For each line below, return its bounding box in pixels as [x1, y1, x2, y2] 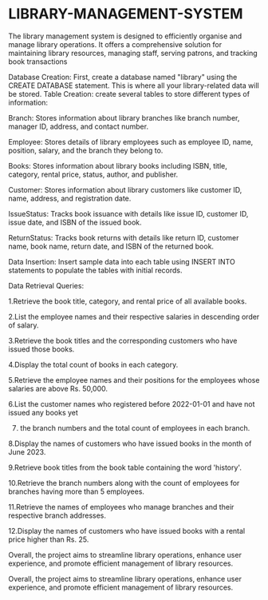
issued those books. [8, 344, 75, 354]
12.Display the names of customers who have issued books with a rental [8, 526, 246, 535]
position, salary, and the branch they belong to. [8, 145, 164, 155]
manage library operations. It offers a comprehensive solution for [8, 39, 222, 49]
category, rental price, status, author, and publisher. [8, 169, 179, 179]
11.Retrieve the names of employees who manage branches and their [8, 502, 235, 511]
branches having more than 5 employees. [8, 487, 145, 496]
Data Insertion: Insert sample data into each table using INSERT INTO [8, 256, 235, 266]
